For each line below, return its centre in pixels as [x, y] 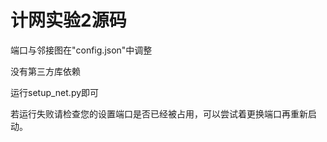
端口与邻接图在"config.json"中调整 [81, 50]
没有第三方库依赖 [45, 71]
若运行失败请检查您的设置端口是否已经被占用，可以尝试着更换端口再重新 [159, 113]
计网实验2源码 [68, 20]
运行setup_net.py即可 [55, 92]
